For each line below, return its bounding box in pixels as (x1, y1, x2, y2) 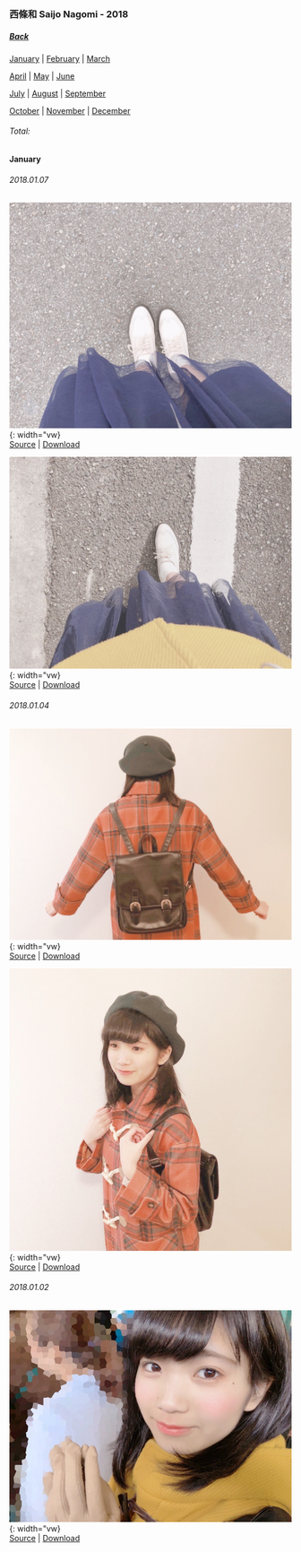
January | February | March (9, 53, 110, 64)
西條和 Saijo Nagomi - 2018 (9, 7, 129, 20)
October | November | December (9, 105, 132, 116)
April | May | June (9, 70, 75, 82)
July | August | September (9, 88, 107, 99)
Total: (9, 126, 30, 136)
